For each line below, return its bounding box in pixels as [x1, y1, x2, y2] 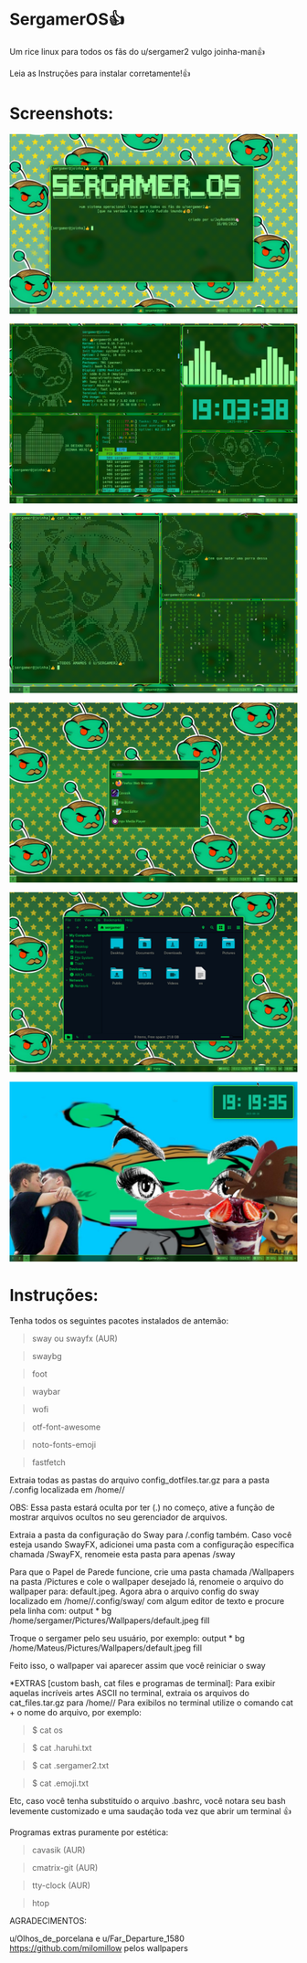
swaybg [31, 1350, 62, 1361]
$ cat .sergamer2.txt [31, 1759, 110, 1770]
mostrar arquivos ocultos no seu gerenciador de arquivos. [9, 1511, 228, 1523]
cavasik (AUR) [31, 1844, 86, 1855]
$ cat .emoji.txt [31, 1778, 89, 1789]
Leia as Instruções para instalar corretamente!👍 [9, 68, 191, 79]
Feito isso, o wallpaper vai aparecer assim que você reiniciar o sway [9, 1660, 267, 1671]
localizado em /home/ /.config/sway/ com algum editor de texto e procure [9, 1595, 285, 1606]
